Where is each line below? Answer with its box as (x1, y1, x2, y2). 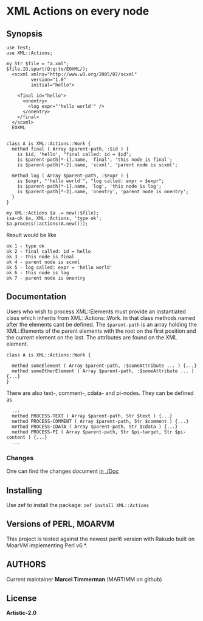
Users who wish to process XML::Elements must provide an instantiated (6, 308, 187, 315)
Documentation (6, 291, 67, 302)
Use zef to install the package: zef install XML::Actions (6, 501, 150, 508)
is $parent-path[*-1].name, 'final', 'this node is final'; (17, 157, 173, 163)
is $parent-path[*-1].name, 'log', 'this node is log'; (17, 183, 162, 190)
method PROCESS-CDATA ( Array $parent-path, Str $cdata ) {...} (12, 424, 178, 430)
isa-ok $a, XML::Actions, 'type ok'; (6, 215, 102, 221)
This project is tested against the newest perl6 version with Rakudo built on (6, 535, 195, 542)
